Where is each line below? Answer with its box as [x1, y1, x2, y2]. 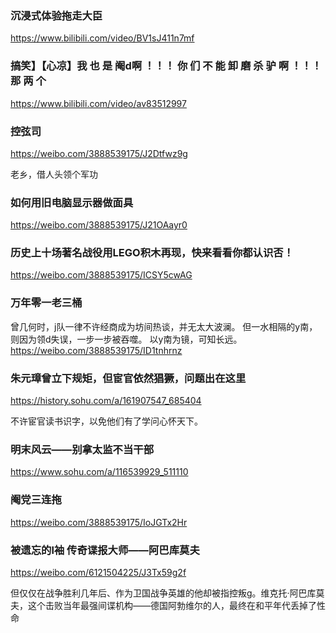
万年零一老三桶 [10, 296, 83, 310]
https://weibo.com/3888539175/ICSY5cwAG [10, 269, 193, 281]
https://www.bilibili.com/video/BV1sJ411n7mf [10, 32, 195, 44]
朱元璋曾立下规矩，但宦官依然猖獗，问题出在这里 [10, 371, 247, 385]
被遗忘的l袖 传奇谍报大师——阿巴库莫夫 [10, 543, 200, 557]
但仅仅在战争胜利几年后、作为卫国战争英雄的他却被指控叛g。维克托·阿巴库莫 [10, 587, 325, 599]
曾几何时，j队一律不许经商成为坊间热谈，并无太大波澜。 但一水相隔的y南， [10, 320, 318, 332]
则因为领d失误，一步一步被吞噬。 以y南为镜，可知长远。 [10, 333, 243, 345]
